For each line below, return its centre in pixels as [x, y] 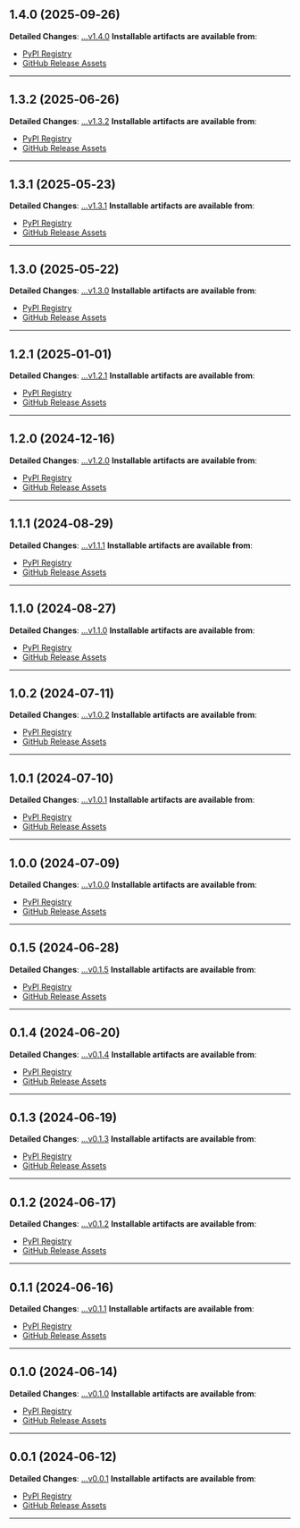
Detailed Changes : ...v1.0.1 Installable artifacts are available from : [132, 800]
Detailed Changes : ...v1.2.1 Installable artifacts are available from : [132, 376]
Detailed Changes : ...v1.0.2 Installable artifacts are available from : [133, 715]
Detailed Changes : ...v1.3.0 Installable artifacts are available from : [133, 291]
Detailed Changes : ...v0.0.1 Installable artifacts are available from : [133, 1478]
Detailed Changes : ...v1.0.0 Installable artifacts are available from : [133, 884]
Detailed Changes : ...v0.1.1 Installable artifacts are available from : [132, 1309]
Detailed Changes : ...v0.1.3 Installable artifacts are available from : [133, 1139]
